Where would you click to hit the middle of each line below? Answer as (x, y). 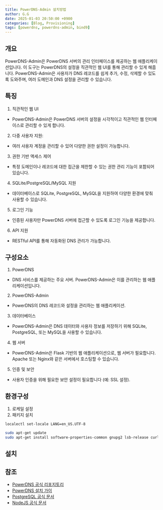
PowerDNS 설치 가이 (32, 491)
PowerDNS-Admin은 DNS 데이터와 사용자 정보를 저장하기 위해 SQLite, (79, 326)
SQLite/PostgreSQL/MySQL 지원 (44, 183)
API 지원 (20, 230)
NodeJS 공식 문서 (29, 503)
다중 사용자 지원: (28, 135)
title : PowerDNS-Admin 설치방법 (36, 9)
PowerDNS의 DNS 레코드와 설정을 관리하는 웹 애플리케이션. (69, 305)
